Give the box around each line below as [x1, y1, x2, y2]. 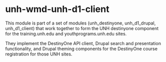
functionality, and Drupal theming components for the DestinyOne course [5, 45, 158, 51]
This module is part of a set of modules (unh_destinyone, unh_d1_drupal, [5, 20, 156, 26]
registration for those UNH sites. [5, 51, 73, 57]
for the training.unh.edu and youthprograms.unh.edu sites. [5, 30, 127, 36]
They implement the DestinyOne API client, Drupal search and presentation [5, 40, 161, 46]
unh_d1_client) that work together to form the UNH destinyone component [5, 25, 159, 31]
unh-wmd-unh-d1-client [5, 3, 109, 15]
